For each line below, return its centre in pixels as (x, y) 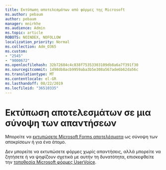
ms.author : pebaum (24, 14)
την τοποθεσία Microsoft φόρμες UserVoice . (51, 162)
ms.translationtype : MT (30, 74)
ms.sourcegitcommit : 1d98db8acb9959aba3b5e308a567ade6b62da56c (72, 70)
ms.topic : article (24, 33)
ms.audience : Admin (25, 28)
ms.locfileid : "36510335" (32, 88)
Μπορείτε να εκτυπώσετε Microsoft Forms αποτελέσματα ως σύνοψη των (81, 137)
